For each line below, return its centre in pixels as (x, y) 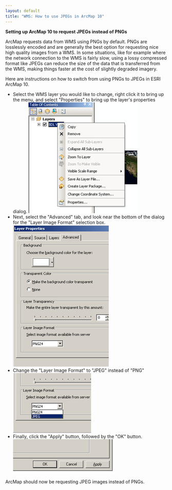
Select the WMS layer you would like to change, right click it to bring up (88, 94)
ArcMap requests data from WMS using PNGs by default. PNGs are (76, 42)
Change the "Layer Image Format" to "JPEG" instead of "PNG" (79, 370)
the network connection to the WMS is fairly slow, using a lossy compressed (86, 58)
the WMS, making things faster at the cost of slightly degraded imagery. (81, 69)
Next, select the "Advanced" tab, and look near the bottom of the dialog (89, 217)
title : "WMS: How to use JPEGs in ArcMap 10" (55, 16)
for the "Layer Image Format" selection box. (59, 222)
